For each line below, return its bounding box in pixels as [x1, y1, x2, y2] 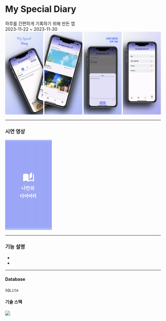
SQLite [5, 288, 19, 293]
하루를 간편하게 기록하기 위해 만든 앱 [5, 20, 75, 26]
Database [5, 276, 26, 282]
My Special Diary [5, 3, 77, 15]
